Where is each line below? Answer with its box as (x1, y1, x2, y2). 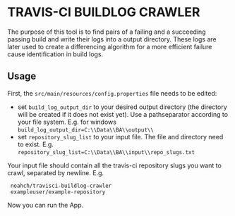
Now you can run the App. (7, 201, 84, 209)
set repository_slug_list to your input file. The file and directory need (17, 132, 224, 141)
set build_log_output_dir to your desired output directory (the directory (17, 103, 227, 111)
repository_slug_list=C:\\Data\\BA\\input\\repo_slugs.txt (17, 148, 195, 155)
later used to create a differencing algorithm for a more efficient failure (7, 42, 212, 51)
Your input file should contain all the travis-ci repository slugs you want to (7, 161, 222, 170)
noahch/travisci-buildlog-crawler (10, 182, 112, 189)
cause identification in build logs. (7, 50, 104, 58)
